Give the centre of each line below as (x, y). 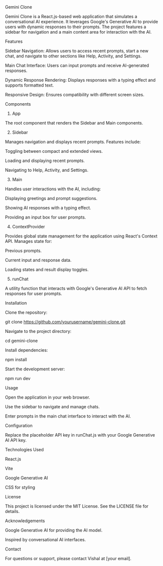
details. (12, 511)
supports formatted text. (29, 85)
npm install (16, 359)
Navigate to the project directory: (38, 331)
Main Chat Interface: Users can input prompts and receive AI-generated (77, 65)
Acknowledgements (25, 521)
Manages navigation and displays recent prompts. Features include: (73, 142)
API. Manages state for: (28, 241)
